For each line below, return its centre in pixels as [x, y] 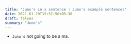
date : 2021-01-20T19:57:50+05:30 [39, 14]
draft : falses [19, 18]
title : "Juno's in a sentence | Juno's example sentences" [66, 9]
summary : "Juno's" [24, 23]
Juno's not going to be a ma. [41, 36]
